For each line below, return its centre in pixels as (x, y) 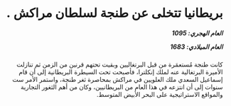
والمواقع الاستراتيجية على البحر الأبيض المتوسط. (160, 95)
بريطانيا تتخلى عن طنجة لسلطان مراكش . (114, 13)
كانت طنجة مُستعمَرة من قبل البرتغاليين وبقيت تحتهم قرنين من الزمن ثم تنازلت (119, 64)
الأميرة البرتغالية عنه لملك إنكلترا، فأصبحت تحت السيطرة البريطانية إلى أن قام (121, 72)
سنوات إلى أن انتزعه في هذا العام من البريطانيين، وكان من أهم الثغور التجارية (122, 87)
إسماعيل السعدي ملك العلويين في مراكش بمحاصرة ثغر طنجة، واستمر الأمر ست (118, 80)
